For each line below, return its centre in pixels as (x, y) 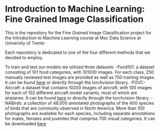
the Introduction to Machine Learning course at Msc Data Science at (73, 38)
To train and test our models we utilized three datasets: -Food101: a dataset (80, 67)
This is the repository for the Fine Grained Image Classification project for (78, 33)
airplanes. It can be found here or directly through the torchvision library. (77, 98)
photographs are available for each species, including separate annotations (80, 113)
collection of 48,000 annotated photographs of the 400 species (91, 103)
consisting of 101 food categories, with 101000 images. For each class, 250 (80, 72)
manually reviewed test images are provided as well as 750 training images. (80, 77)
